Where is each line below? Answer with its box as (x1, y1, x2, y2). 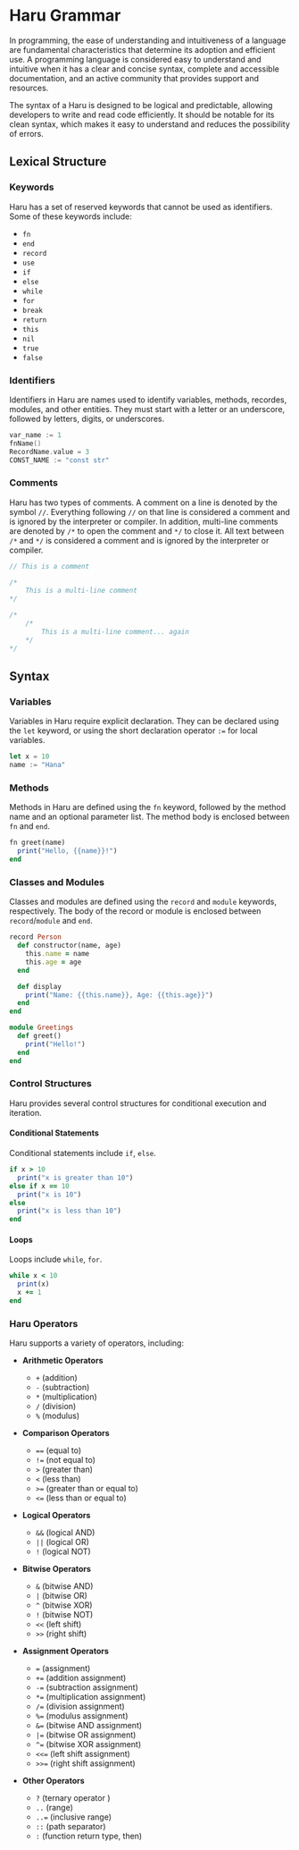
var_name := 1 (9, 430, 62, 439)
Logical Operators (21, 1510, 91, 1521)
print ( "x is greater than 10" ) (17, 1173, 134, 1182)
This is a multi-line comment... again (41, 627, 190, 636)
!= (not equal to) (35, 1455, 96, 1466)
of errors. (9, 128, 45, 139)
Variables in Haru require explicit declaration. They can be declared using (9, 716, 279, 727)
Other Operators (21, 1776, 85, 1787)
